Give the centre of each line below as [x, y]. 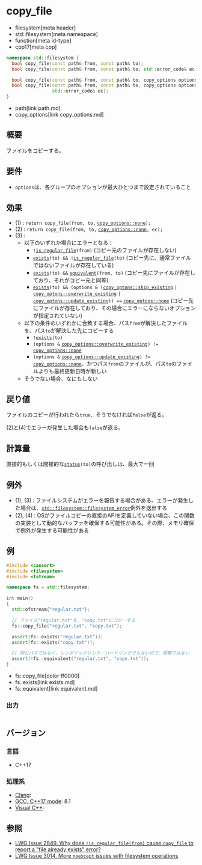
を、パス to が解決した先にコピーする [69, 330]
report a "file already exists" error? [58, 849]
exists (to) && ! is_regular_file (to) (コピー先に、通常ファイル [112, 257]
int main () [20, 598]
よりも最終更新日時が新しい [72, 371]
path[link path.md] [38, 108]
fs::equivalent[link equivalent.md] [56, 689]
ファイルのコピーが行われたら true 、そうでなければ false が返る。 [87, 415]
